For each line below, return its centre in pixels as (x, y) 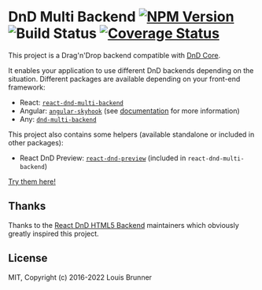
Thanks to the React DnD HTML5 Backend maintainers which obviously (124, 225)
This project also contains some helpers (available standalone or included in (131, 134)
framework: (27, 87)
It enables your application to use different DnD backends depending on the (131, 70)
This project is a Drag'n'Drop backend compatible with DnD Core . (114, 55)
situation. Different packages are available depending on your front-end (124, 79)
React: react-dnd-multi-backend (71, 102)
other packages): (36, 142)
